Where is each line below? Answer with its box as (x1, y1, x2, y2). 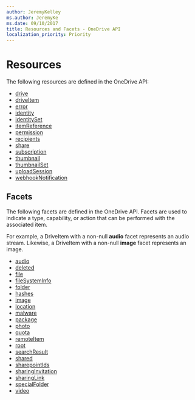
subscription (15, 148, 47, 155)
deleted (15, 263, 35, 271)
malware (15, 309, 37, 316)
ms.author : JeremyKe (6, 15, 59, 21)
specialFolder (15, 380, 50, 388)
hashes (15, 290, 34, 297)
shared (15, 354, 33, 362)
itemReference (15, 123, 52, 130)
